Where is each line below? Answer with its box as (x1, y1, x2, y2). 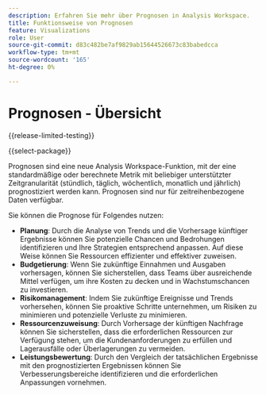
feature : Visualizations (8, 26, 91, 34)
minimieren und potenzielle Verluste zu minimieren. (19, 310, 188, 320)
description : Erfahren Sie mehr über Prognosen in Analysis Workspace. (8, 11, 250, 20)
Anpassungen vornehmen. (19, 378, 107, 387)
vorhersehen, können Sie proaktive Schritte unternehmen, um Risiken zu (19, 301, 257, 311)
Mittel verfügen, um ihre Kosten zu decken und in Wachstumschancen (19, 276, 250, 286)
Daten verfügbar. (8, 195, 64, 205)
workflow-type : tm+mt (8, 48, 80, 56)
